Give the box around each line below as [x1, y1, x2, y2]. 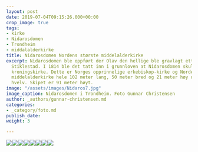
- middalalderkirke [6, 47, 54, 53]
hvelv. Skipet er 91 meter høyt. [11, 80, 94, 86]
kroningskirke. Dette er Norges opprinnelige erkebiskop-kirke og [11, 69, 178, 75]
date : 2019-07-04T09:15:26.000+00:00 [6, 14, 99, 20]
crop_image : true [6, 19, 49, 25]
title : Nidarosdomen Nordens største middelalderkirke [6, 52, 144, 58]
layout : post [6, 8, 38, 15]
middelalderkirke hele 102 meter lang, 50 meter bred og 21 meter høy [11, 74, 189, 80]
